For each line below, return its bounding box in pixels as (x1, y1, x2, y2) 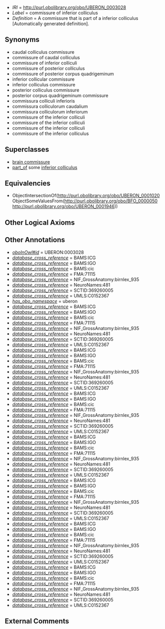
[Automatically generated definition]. (12, 20, 90, 27)
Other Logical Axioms (5, 218, 75, 227)
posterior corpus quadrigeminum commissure (12, 92, 109, 99)
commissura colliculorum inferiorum (12, 108, 88, 114)
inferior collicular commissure (12, 76, 75, 82)
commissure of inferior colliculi (12, 60, 77, 66)
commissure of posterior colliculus (12, 65, 85, 71)
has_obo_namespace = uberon (12, 298, 78, 304)
